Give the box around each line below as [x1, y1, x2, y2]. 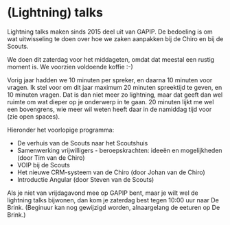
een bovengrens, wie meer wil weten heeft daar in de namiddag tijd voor [7, 105, 212, 113]
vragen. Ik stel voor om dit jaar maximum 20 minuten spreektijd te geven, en [7, 83, 222, 91]
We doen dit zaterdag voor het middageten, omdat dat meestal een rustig [7, 55, 215, 63]
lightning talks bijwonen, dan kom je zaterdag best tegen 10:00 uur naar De [7, 196, 220, 204]
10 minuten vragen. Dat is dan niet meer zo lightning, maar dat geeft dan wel [7, 91, 223, 99]
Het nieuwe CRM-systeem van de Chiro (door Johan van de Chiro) [16, 168, 206, 176]
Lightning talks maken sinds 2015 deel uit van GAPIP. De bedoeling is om [7, 27, 213, 36]
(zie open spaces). [7, 112, 60, 121]
